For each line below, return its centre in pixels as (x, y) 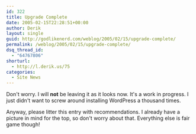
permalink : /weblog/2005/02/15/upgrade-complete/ (69, 45)
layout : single (25, 34)
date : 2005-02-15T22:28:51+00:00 (47, 22)
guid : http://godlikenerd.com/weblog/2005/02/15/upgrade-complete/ (91, 39)
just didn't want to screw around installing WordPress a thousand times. (94, 100)
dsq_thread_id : (25, 50)
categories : (21, 72)
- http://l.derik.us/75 (41, 66)
